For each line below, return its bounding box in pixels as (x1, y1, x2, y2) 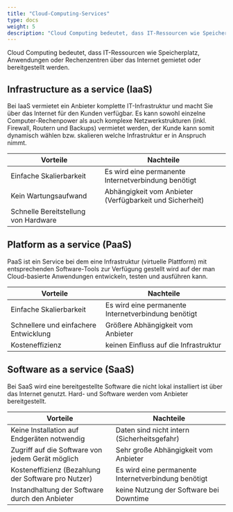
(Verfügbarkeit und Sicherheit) (104, 196, 205, 205)
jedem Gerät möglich (10, 454, 79, 463)
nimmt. (7, 139, 27, 147)
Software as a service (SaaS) (7, 364, 135, 375)
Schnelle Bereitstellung (10, 207, 86, 216)
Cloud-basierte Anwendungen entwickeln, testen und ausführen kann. (7, 272, 208, 280)
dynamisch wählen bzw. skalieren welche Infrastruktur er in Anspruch (7, 131, 207, 139)
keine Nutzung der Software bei (115, 485, 220, 495)
